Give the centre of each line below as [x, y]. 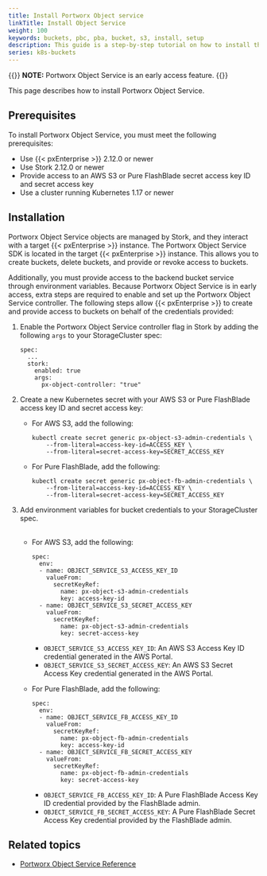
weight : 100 [28, 30]
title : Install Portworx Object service [76, 16]
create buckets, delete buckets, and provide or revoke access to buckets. [128, 262]
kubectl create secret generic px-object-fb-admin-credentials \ [142, 481]
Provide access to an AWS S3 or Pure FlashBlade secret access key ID [135, 175]
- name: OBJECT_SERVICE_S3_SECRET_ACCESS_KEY [115, 605]
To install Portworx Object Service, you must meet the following [112, 134]
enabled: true [58, 371]
